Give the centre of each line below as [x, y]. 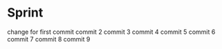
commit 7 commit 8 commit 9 [49, 39]
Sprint [25, 13]
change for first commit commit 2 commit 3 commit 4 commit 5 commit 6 [111, 32]
